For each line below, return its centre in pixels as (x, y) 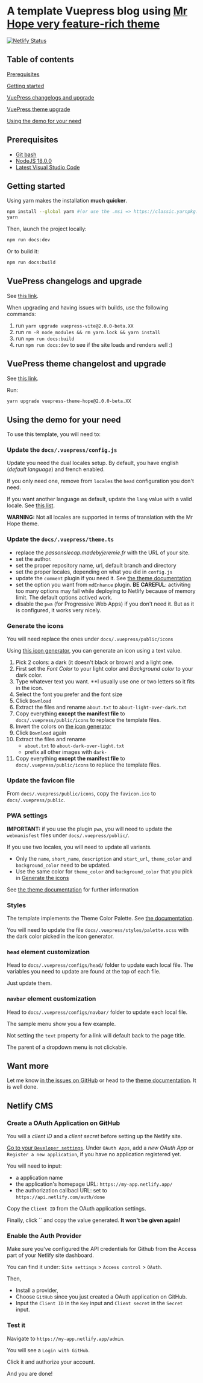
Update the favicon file (41, 780)
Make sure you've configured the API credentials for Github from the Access (101, 1249)
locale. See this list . (31, 505)
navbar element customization (52, 999)
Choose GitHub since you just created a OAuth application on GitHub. (101, 1297)
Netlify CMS (30, 1106)
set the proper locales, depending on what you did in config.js (94, 572)
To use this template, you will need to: (54, 434)
